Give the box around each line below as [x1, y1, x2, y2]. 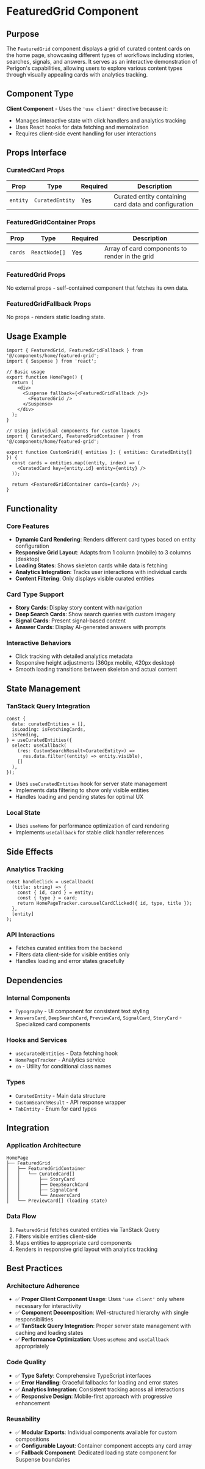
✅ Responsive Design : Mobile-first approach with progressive [15, 1392, 173, 1400]
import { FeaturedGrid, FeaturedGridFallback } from [6, 347, 143, 353]
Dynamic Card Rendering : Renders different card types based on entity [15, 535, 196, 543]
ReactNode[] [31, 249, 66, 255]
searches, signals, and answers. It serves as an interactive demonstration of [6, 58, 198, 65]
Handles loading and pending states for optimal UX [15, 793, 144, 801]
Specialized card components [15, 1021, 90, 1028]
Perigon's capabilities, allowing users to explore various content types [6, 64, 183, 72]
